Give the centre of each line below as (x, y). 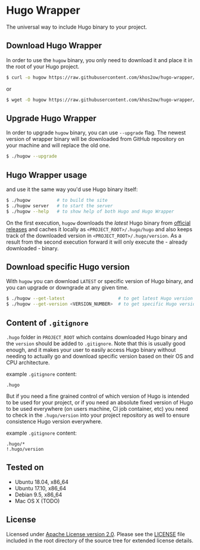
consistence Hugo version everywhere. (54, 421)
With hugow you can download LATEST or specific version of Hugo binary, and (100, 281)
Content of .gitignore (47, 323)
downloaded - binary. (32, 248)
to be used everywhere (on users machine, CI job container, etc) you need (97, 409)
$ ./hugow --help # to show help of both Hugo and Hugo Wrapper (90, 211)
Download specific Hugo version (68, 267)
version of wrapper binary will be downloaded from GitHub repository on (95, 139)
